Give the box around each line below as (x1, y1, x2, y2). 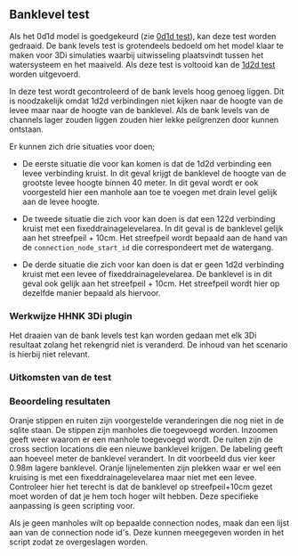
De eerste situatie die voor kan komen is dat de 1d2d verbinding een (21, 158, 272, 168)
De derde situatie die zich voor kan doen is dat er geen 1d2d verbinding (21, 258, 285, 270)
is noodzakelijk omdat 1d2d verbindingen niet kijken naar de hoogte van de (9, 95, 284, 106)
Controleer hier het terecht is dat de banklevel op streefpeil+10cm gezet (9, 481, 273, 493)
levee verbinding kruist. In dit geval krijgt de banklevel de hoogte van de (21, 168, 286, 178)
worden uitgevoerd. (9, 69, 81, 79)
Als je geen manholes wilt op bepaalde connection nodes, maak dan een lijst (9, 518, 290, 528)
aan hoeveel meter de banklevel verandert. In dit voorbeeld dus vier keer (9, 454, 276, 464)
